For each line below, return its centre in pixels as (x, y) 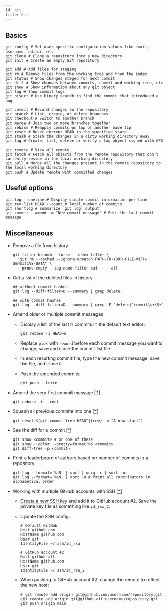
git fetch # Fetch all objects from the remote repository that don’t (82, 154)
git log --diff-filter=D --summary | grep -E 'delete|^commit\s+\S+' (88, 305)
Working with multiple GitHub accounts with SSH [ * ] (67, 491)
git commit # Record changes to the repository (57, 110)
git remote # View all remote (38, 150)
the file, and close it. (42, 363)
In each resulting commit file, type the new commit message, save (90, 358)
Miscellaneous (29, 233)
